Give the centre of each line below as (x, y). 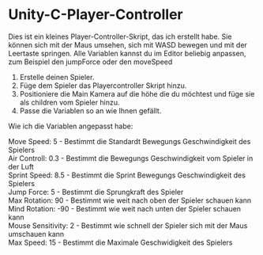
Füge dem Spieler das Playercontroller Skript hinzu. (103, 86)
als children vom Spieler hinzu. (70, 102)
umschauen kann (36, 234)
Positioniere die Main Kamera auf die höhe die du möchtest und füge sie (137, 93)
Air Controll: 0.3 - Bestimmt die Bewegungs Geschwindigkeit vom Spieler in (131, 158)
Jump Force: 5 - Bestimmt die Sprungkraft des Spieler (96, 192)
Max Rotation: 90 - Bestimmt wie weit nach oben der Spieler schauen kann (130, 200)
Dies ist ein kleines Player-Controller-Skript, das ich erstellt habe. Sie (120, 36)
